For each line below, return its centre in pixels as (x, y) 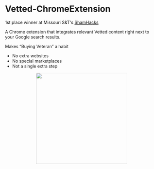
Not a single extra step (35, 66)
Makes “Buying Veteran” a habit (37, 46)
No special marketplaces (37, 61)
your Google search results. (33, 37)
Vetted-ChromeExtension (58, 9)
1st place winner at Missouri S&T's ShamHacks (52, 22)
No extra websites (30, 56)
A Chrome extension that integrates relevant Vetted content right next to (77, 32)
